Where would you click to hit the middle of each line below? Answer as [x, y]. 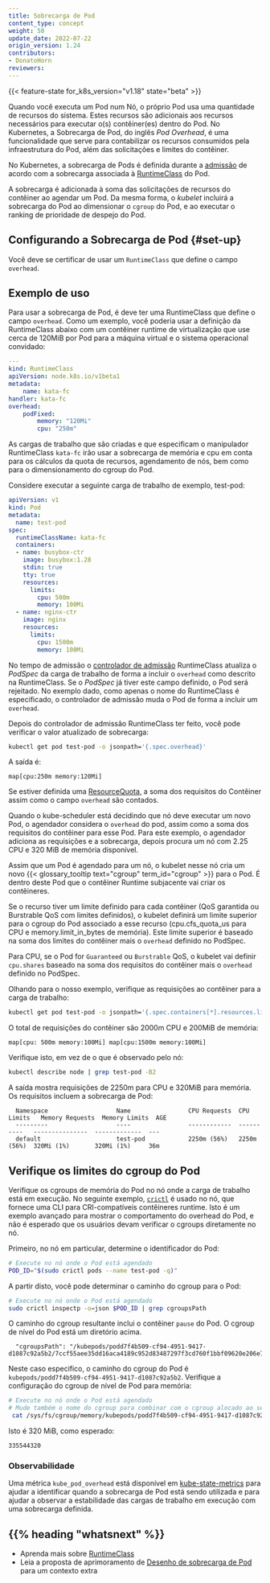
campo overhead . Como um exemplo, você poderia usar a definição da [125, 321]
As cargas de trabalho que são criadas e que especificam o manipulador [129, 444]
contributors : [32, 53]
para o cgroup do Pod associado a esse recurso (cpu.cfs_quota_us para [127, 924]
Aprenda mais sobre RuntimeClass [77, 1554]
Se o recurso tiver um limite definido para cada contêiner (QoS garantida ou [134, 907]
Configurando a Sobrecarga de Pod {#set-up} [125, 240]
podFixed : [39, 414]
